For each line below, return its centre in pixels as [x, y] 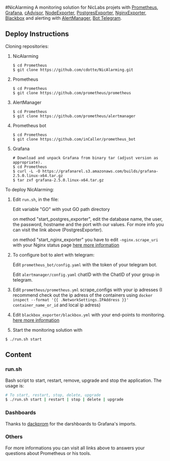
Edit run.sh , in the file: [36, 199]
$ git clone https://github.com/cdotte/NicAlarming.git [73, 70]
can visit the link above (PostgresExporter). [58, 230]
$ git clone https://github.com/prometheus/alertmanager [74, 116]
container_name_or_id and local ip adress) [57, 305]
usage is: [15, 385]
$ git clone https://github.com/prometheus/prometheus [72, 93]
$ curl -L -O [26, 171]
